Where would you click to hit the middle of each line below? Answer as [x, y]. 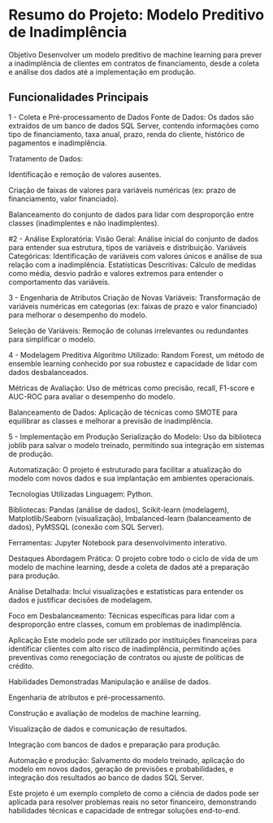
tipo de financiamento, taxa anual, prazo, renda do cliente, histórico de [127, 134]
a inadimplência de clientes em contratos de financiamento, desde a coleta [134, 63]
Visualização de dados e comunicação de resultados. [98, 729]
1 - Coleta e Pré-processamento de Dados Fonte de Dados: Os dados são [131, 117]
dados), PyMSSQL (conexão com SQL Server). [87, 527]
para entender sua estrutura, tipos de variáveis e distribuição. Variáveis [128, 247]
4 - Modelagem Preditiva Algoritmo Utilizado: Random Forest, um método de [136, 355]
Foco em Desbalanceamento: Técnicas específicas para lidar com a [122, 615]
